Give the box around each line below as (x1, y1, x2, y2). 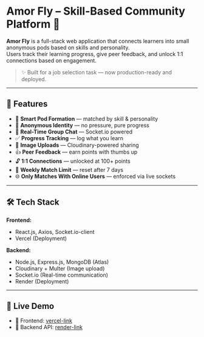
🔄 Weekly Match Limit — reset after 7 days (15, 166, 123, 173)
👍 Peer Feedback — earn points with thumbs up (15, 148, 138, 155)
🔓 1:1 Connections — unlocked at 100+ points (15, 157, 131, 165)
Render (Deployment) (15, 277, 69, 285)
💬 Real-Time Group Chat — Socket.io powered (15, 128, 133, 135)
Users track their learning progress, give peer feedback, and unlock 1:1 (6, 50, 183, 57)
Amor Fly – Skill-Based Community (6, 4, 186, 18)
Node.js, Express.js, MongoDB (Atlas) (15, 258, 109, 266)
